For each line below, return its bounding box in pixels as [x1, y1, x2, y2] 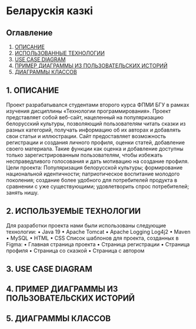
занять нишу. [6, 189, 39, 196]
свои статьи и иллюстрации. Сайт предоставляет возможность [6, 132, 167, 139]
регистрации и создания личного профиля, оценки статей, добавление [6, 139, 185, 146]
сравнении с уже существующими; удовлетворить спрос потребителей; [6, 183, 190, 190]
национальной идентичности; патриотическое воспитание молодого [6, 170, 180, 177]
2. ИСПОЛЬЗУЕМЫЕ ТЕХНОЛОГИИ [6, 206, 141, 216]
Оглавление [6, 28, 53, 38]
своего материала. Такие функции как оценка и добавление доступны [6, 145, 184, 152]
